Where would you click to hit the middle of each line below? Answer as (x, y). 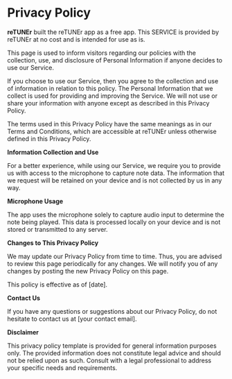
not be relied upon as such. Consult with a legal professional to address (109, 360)
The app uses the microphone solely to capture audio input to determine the (116, 214)
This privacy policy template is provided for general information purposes (112, 346)
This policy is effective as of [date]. (57, 284)
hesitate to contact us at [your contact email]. (72, 319)
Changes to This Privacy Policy (53, 243)
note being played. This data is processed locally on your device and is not (114, 222)
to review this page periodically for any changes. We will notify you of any (113, 263)
